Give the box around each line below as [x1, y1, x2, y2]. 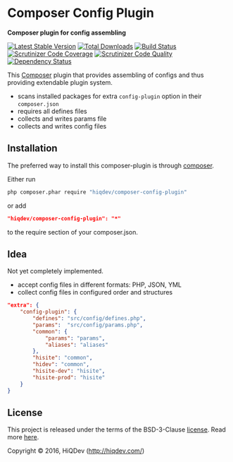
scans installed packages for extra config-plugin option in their [17, 92, 202, 100]
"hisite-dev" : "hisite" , [32, 367, 106, 375]
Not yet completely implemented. [7, 267, 104, 276]
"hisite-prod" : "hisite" [32, 374, 106, 381]
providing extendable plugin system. [7, 78, 113, 86]
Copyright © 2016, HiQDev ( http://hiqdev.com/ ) [7, 446, 145, 455]
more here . [7, 433, 39, 442]
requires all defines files [17, 107, 87, 115]
